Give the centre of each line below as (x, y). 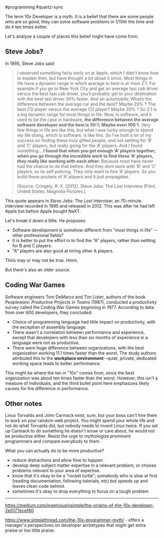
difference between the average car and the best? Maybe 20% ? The (86, 104)
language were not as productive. (46, 342)
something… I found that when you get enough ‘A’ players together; (86, 150)
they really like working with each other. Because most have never (85, 161)
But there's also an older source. (38, 269)
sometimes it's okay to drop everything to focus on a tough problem (80, 491)
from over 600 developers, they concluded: (49, 312)
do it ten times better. (26, 27)
